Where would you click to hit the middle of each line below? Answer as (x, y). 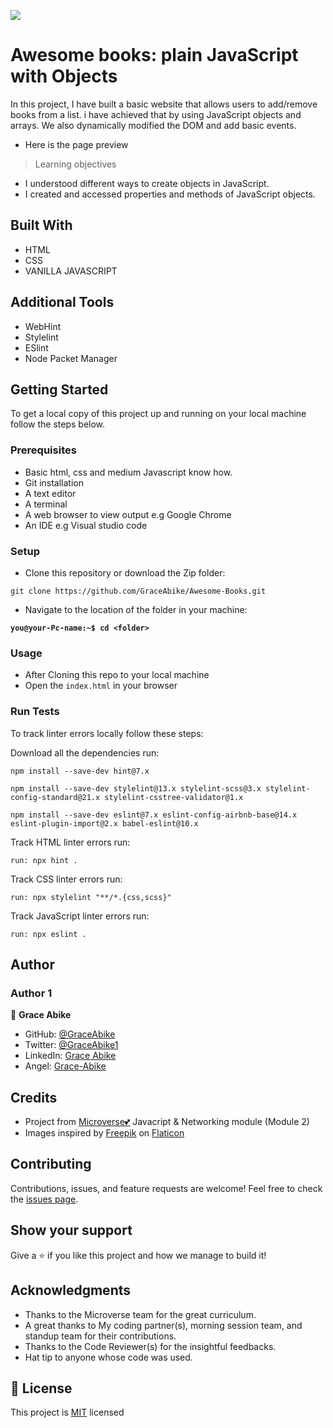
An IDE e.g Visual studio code (86, 525)
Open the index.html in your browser (101, 686)
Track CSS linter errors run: (66, 879)
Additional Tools (62, 302)
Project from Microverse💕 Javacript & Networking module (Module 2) (167, 1122)
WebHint (43, 326)
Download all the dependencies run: (85, 752)
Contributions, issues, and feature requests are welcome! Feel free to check (166, 1188)
